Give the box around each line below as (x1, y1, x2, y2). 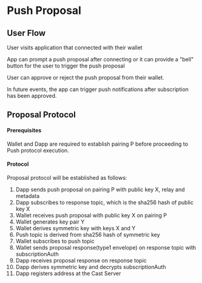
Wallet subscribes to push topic (15, 237, 95, 245)
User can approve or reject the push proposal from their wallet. (7, 74, 164, 81)
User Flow (7, 28, 46, 38)
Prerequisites (7, 126, 42, 134)
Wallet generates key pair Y (15, 218, 85, 225)
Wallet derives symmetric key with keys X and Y (15, 224, 136, 231)
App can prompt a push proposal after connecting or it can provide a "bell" (7, 56, 194, 63)
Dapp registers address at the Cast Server (15, 270, 121, 277)
